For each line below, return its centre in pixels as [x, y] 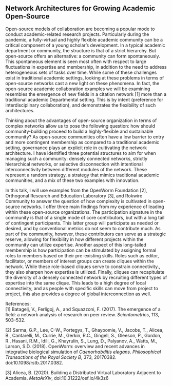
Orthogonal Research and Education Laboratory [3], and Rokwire [74, 196]
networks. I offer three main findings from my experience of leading [93, 207]
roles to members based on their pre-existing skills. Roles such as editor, [82, 255]
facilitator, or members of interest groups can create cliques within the [80, 261]
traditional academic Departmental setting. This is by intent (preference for [84, 99]
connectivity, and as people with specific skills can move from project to [82, 288]
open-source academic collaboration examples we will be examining [78, 89]
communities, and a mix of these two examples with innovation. [72, 180]
